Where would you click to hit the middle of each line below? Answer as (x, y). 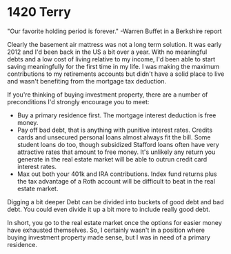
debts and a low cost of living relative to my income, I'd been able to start (111, 59)
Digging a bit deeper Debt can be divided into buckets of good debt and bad (115, 202)
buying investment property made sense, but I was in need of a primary (109, 237)
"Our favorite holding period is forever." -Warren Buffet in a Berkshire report (114, 31)
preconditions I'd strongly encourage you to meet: (78, 101)
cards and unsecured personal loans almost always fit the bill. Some (114, 137)
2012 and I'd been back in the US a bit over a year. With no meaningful (107, 52)
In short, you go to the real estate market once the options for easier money (114, 222)
